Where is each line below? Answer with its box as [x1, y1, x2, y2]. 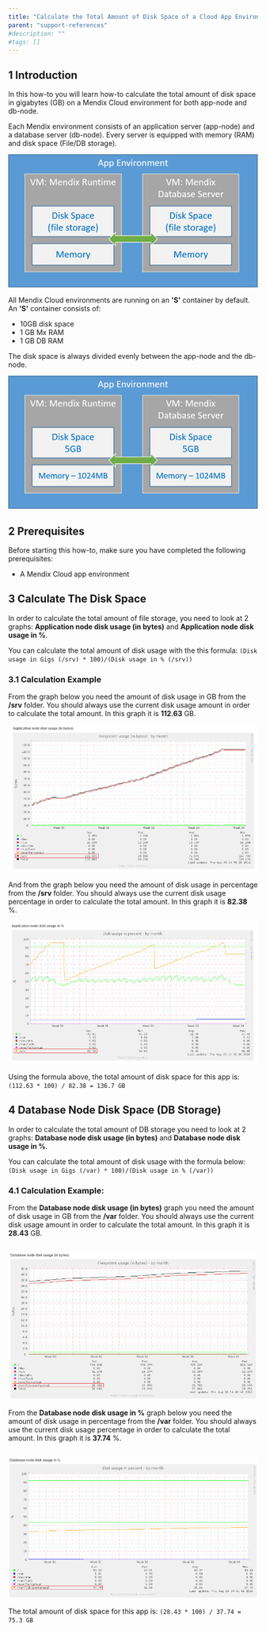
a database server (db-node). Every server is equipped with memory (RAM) [8, 130, 255, 140]
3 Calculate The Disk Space [8, 592, 146, 606]
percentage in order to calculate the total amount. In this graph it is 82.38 [8, 897, 248, 907]
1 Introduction [8, 68, 78, 82]
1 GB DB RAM [19, 336, 64, 345]
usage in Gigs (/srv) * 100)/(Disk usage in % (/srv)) [8, 655, 193, 663]
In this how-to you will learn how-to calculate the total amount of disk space [8, 90, 256, 99]
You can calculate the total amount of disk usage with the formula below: [8, 1156, 246, 1166]
